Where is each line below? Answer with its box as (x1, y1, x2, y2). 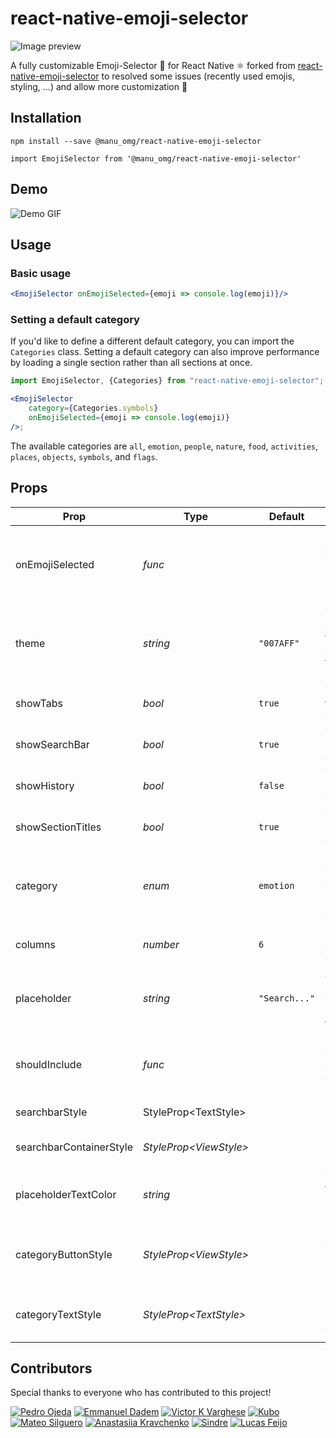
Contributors (10, 1360, 93, 1377)
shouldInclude (15, 1057, 82, 1071)
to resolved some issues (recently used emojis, (101, 70, 296, 82)
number (143, 937, 180, 951)
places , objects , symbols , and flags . (10, 450, 158, 462)
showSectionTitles (15, 820, 102, 834)
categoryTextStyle (15, 1307, 102, 1321)
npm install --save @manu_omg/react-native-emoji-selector (10, 136, 262, 146)
